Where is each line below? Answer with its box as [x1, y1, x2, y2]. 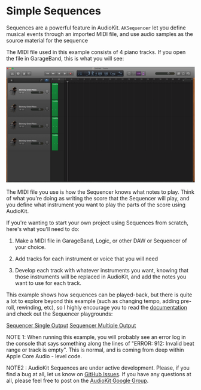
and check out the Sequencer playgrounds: [6, 310, 113, 317]
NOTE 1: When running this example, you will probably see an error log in [6, 334, 187, 341]
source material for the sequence [6, 37, 89, 44]
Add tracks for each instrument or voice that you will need [14, 255, 159, 262]
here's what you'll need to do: [6, 226, 80, 233]
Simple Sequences [6, 4, 102, 18]
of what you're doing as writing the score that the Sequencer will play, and [6, 195, 190, 202]
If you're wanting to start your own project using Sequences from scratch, [6, 219, 188, 226]
